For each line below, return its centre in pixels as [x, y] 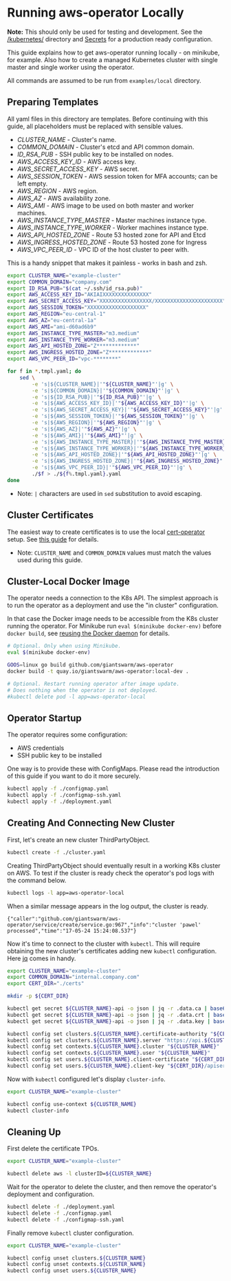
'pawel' [190, 925]
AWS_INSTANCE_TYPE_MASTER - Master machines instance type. [112, 220]
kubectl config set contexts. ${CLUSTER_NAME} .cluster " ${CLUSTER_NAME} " [113, 1046]
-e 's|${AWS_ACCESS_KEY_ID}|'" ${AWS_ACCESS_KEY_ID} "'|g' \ [118, 404]
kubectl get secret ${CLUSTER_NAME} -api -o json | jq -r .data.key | [109, 1021]
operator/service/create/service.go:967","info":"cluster [92, 925]
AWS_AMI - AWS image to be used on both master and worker [106, 206]
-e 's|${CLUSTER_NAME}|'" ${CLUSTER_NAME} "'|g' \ [103, 384]
